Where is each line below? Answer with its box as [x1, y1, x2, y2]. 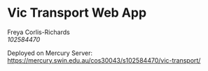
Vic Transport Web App [7, 5, 147, 21]
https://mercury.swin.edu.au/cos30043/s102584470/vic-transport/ [7, 56, 201, 64]
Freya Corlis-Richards [7, 28, 70, 36]
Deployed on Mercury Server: [7, 49, 93, 57]
